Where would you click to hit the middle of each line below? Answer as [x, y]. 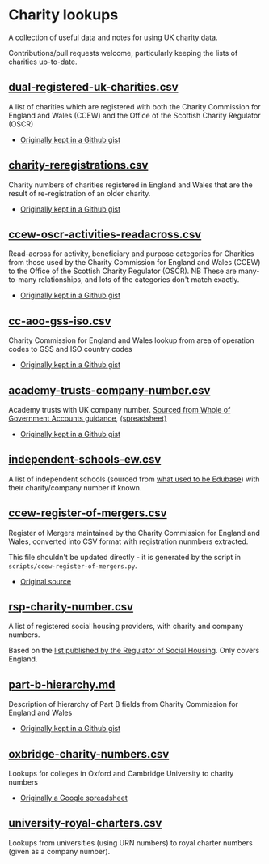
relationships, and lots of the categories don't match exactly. [139, 280]
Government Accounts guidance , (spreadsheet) [88, 418]
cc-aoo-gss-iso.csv [60, 321]
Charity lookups [63, 15]
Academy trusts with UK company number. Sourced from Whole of [120, 410]
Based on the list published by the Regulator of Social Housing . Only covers [134, 651]
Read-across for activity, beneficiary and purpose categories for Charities [131, 254]
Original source [45, 581]
